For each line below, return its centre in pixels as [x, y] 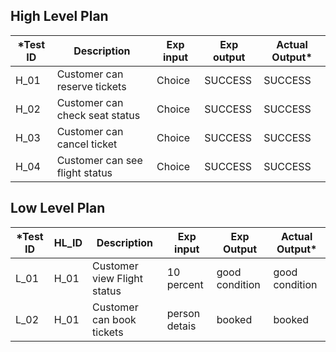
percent [185, 284]
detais [181, 326]
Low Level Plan [58, 208]
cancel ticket [87, 144]
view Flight [118, 278]
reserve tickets [91, 86]
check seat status [98, 115]
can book [114, 319]
